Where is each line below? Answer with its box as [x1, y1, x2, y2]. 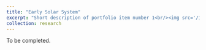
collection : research [6, 20, 62, 26]
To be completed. [6, 37, 51, 45]
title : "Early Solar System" [6, 9, 81, 15]
